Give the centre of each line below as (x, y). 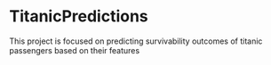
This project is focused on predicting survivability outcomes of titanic (136, 41)
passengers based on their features (75, 50)
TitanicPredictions (79, 16)
